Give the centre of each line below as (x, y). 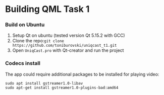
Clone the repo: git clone (38, 41)
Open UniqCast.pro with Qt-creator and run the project (68, 50)
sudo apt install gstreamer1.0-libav (44, 83)
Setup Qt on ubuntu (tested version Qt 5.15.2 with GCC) (69, 35)
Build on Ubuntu (25, 25)
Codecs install (23, 63)
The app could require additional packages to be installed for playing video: (82, 74)
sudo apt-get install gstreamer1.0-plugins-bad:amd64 (62, 88)
